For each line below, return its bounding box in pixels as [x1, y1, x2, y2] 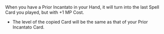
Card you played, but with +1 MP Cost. [5, 9, 84, 15]
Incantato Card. [12, 24, 45, 30]
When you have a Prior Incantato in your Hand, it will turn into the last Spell [5, 4, 159, 10]
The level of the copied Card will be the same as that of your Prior [12, 19, 148, 25]
